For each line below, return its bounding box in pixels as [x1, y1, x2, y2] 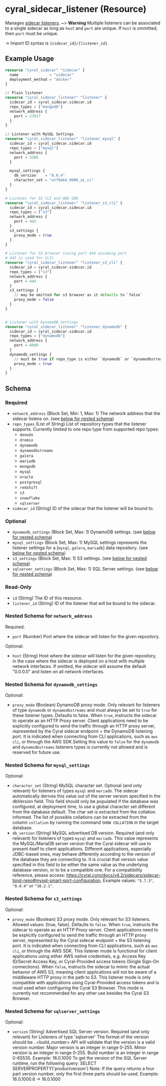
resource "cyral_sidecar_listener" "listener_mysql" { [5, 137, 121, 142]
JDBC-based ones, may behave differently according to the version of [12, 851, 156, 857]
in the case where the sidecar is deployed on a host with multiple [12, 658, 145, 664]
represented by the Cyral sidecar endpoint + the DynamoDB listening [12, 728, 153, 734]
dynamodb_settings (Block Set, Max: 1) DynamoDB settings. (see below [12, 529, 156, 535]
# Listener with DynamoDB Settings [5, 319, 79, 325]
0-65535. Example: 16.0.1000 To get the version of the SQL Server [12, 1055, 147, 1061]
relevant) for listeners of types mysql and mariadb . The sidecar [12, 788, 138, 794]
